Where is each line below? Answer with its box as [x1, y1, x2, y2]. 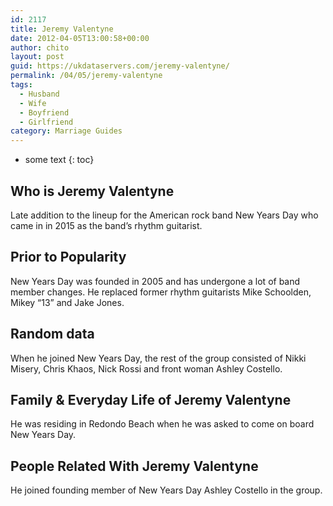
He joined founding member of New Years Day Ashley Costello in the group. [10, 484, 323, 496]
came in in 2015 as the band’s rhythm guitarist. [10, 219, 203, 231]
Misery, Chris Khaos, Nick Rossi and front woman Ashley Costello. [10, 362, 283, 375]
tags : [10, 80, 33, 90]
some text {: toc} [24, 154, 95, 166]
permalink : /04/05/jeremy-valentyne [10, 71, 163, 81]
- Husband [19, 89, 60, 99]
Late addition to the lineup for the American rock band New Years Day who [10, 209, 319, 221]
